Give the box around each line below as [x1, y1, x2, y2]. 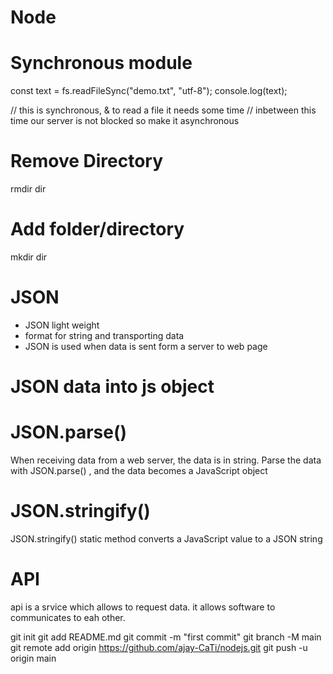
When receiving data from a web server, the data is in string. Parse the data [10, 454, 322, 466]
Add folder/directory [10, 218, 185, 241]
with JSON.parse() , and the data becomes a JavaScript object [10, 465, 268, 477]
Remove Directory [10, 150, 164, 173]
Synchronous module [10, 52, 193, 75]
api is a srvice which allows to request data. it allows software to [10, 601, 276, 613]
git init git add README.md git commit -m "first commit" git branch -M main [10, 631, 322, 643]
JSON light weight [24, 319, 100, 331]
